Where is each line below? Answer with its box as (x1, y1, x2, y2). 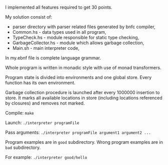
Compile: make (5, 110, 34, 116)
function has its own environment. (5, 80, 76, 86)
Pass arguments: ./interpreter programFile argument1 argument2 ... (5, 129, 151, 135)
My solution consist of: (5, 14, 53, 20)
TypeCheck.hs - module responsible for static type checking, (12, 35, 139, 40)
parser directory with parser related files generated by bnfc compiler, (12, 24, 155, 30)
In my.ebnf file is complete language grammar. (5, 55, 101, 61)
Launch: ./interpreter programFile (5, 120, 79, 125)
